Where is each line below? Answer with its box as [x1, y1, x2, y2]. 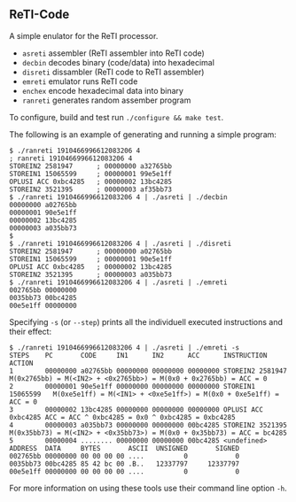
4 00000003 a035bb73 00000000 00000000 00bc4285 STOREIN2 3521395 [9, 421, 288, 429]
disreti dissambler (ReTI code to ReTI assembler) [21, 66, 205, 77]
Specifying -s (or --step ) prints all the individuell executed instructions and [9, 316, 284, 327]
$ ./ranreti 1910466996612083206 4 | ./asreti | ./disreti [9, 239, 232, 248]
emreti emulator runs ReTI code [21, 75, 138, 87]
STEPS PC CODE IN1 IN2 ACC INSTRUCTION [9, 351, 268, 359]
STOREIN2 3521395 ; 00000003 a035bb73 [9, 270, 173, 279]
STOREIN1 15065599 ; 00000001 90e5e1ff [9, 254, 173, 264]
